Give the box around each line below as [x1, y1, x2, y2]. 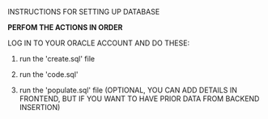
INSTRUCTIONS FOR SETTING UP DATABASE [7, 7, 160, 16]
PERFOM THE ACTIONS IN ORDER [7, 23, 123, 32]
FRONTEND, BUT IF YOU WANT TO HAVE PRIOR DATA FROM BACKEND [19, 94, 260, 104]
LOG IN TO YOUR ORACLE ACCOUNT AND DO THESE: [7, 38, 190, 48]
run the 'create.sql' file [19, 54, 95, 63]
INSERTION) [19, 103, 61, 112]
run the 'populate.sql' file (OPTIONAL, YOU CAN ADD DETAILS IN [19, 85, 238, 95]
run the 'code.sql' [19, 70, 79, 79]
